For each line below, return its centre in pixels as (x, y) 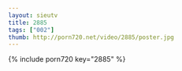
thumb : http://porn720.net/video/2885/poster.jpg (91, 37)
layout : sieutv (33, 15)
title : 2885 (28, 23)
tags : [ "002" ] (32, 30)
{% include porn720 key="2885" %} (67, 59)
